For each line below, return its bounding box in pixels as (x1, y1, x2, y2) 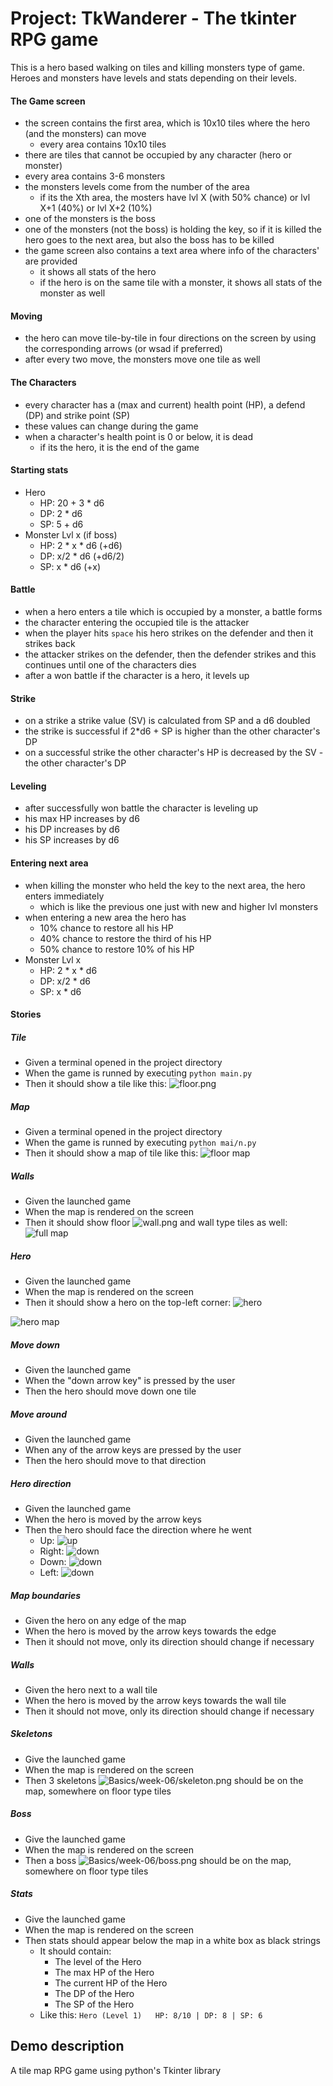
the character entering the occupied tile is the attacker (24, 616, 250, 628)
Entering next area (10, 857, 89, 869)
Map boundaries (10, 1589, 82, 1601)
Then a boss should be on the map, (24, 1854, 292, 1866)
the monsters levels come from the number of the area (24, 181, 250, 193)
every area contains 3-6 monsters (24, 170, 166, 182)
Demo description (10, 2038, 125, 2055)
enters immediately (24, 890, 105, 902)
